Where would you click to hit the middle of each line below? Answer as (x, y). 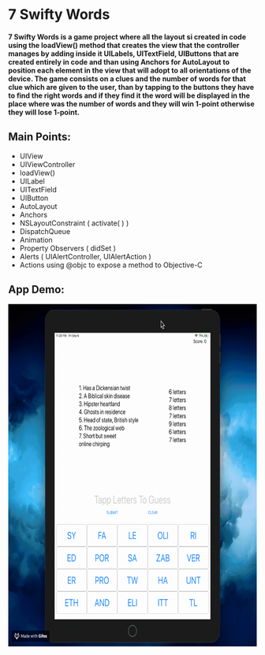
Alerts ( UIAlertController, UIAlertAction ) (85, 256)
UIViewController (47, 164)
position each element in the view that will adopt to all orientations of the (130, 70)
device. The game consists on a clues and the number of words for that (127, 78)
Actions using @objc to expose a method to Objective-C (111, 265)
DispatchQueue (45, 231)
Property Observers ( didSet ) (68, 248)
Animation (36, 240)
